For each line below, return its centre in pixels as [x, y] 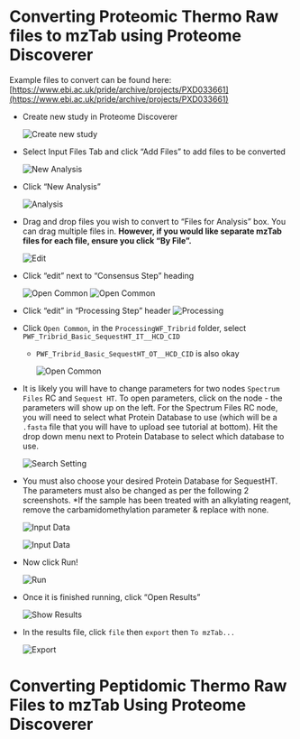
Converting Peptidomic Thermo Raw [148, 686]
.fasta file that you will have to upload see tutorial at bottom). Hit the [150, 427]
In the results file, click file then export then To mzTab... [129, 632]
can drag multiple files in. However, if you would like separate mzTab [152, 231]
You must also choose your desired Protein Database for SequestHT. [150, 481]
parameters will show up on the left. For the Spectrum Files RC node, [150, 407]
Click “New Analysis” [61, 186]
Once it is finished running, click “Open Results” [111, 596]
